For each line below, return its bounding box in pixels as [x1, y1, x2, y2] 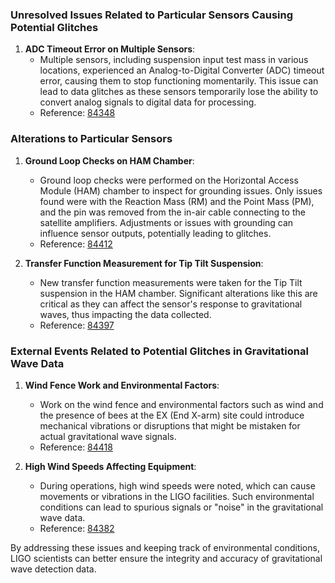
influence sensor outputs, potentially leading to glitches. [39, 227, 272, 239]
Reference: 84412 [39, 238, 113, 250]
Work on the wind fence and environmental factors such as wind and [39, 398, 324, 410]
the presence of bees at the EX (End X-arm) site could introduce [39, 409, 305, 421]
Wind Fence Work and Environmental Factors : [24, 379, 220, 391]
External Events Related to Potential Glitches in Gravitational [10, 344, 309, 358]
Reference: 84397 [39, 319, 115, 331]
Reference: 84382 [39, 522, 115, 534]
